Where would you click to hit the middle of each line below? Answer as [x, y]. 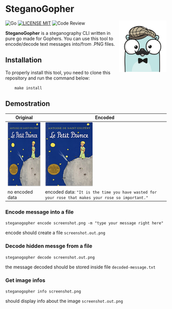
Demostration [28, 104]
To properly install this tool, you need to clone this [58, 72]
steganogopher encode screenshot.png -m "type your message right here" [84, 223]
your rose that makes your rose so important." [97, 198]
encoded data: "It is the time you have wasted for [101, 192]
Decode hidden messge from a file [49, 246]
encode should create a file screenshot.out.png [56, 233]
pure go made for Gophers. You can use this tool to [59, 38]
